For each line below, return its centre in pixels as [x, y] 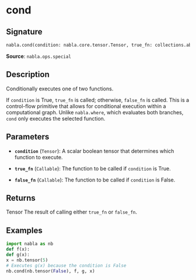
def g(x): [18, 254]
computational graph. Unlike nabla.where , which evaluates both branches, [95, 112]
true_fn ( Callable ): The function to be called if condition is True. [92, 168]
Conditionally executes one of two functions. [60, 89]
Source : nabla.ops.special [39, 56]
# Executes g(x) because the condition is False [66, 265]
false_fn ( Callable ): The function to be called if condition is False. [95, 180]
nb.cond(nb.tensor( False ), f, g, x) [50, 271]
